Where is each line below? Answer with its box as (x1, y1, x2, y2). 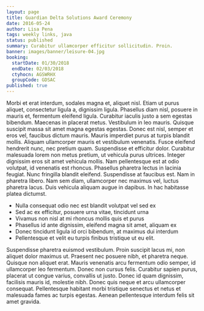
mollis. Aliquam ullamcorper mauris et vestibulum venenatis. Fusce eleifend (6, 138, 195, 145)
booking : (6, 54, 29, 60)
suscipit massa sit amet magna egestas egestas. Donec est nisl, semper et (6, 126, 194, 132)
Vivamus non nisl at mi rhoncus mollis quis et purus (15, 215, 144, 222)
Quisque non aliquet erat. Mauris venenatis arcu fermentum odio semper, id (6, 259, 196, 266)
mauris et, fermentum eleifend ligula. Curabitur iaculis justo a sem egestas (6, 112, 192, 120)
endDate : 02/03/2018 (12, 65, 64, 72)
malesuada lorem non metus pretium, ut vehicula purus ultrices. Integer (6, 151, 186, 159)
